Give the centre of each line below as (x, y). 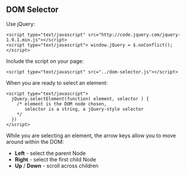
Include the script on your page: (45, 61)
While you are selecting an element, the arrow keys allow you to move (91, 136)
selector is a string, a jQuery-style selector (84, 109)
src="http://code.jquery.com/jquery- (134, 35)
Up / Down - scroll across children (56, 166)
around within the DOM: (35, 141)
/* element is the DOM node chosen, (62, 104)
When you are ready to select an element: (57, 82)
